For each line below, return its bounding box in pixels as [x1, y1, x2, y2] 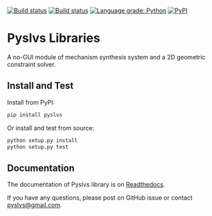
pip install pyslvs [7, 111, 63, 118]
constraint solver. [7, 60, 56, 68]
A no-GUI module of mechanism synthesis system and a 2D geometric [7, 53, 206, 61]
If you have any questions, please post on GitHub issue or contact [7, 193, 193, 202]
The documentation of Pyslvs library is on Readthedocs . [7, 180, 165, 189]
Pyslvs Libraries [7, 31, 101, 46]
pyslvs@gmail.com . [7, 201, 63, 209]
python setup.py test [7, 144, 69, 150]
